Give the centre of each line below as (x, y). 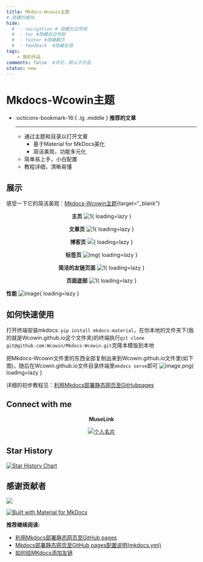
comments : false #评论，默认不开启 (49, 62)
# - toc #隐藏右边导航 (39, 35)
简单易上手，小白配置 (50, 159)
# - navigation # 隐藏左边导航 (50, 29)
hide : (13, 23)
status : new (21, 68)
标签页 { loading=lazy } (101, 255)
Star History (30, 451)
